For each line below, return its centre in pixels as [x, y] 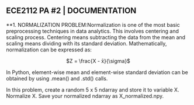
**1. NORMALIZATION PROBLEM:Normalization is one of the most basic [93, 24]
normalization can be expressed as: [49, 50]
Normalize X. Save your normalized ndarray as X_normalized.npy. [85, 96]
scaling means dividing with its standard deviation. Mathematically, [86, 43]
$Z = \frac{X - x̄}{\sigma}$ [98, 61]
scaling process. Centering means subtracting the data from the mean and [96, 37]
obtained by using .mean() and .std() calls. [57, 78]
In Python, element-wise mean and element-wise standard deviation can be [97, 72]
